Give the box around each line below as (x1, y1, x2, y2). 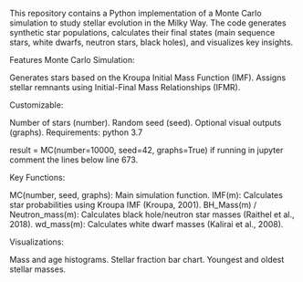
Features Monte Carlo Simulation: (9, 55, 135, 65)
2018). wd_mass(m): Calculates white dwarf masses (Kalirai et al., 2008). (9, 219, 284, 229)
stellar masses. (9, 264, 67, 275)
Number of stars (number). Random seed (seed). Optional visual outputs (9, 118, 282, 128)
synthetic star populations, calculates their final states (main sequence (9, 27, 276, 37)
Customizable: (9, 99, 64, 110)
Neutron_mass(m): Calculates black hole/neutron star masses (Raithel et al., (9, 209, 295, 220)
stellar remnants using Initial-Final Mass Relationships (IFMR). (9, 82, 241, 92)
